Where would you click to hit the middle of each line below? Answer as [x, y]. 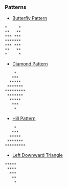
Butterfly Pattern [30, 18]
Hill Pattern [24, 119]
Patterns [16, 7]
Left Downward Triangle [38, 155]
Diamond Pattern [30, 64]
